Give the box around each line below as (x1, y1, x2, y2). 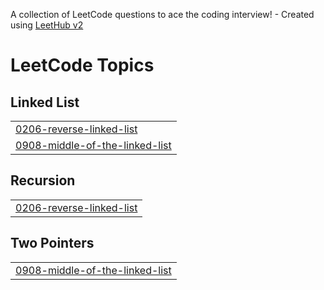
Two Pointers (10, 235, 95, 252)
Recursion (10, 172, 76, 189)
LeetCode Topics (10, 54, 155, 77)
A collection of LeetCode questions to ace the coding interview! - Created (10, 9, 315, 20)
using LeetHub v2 (10, 19, 84, 31)
